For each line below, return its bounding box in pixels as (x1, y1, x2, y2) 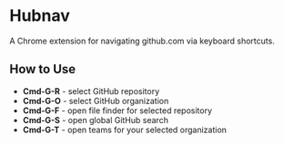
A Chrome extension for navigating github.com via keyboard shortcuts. (9, 35, 275, 46)
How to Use (9, 62, 76, 77)
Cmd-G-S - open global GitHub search (22, 114, 168, 125)
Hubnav (9, 5, 70, 26)
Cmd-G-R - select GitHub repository (22, 85, 160, 96)
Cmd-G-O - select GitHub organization (22, 95, 169, 106)
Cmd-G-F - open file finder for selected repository (22, 105, 212, 116)
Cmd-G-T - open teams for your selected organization (22, 124, 228, 135)
